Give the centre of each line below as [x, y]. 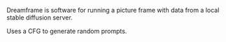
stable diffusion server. [40, 17]
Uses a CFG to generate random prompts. [67, 31]
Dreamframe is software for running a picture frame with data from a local [113, 10]
